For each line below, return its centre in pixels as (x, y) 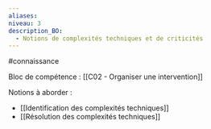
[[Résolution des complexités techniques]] (90, 117)
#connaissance (34, 61)
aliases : (23, 16)
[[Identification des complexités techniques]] (94, 108)
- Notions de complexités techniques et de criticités (110, 38)
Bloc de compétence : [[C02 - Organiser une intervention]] (105, 77)
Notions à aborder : (40, 93)
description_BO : (35, 31)
